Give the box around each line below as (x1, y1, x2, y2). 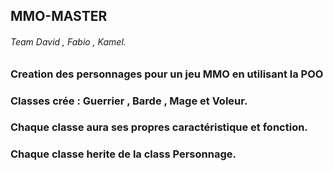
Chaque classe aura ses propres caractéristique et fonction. (10, 120, 308, 134)
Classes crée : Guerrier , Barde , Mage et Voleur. (10, 94, 248, 108)
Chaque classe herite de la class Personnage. (10, 147, 237, 161)
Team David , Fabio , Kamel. (10, 35, 127, 48)
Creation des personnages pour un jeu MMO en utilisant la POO (10, 67, 324, 81)
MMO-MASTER (10, 8, 108, 25)
